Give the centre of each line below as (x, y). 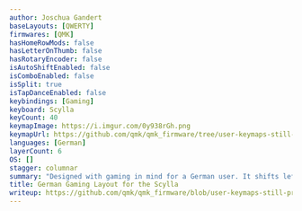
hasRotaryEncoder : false (56, 59)
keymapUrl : (30, 135)
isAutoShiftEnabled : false (60, 68)
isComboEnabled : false (52, 76)
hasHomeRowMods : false (52, 43)
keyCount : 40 (34, 118)
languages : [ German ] (48, 143)
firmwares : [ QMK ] (42, 34)
